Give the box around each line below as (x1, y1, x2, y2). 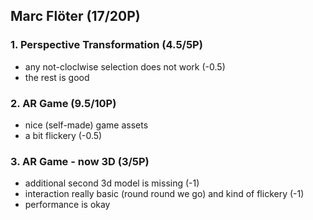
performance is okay (24, 199, 111, 211)
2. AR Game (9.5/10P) (10, 96, 117, 110)
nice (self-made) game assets (24, 119, 149, 131)
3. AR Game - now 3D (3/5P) (10, 154, 150, 168)
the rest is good (24, 71, 90, 83)
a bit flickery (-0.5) (24, 129, 103, 141)
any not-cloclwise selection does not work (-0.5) (24, 60, 226, 73)
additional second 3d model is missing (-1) (24, 177, 200, 189)
